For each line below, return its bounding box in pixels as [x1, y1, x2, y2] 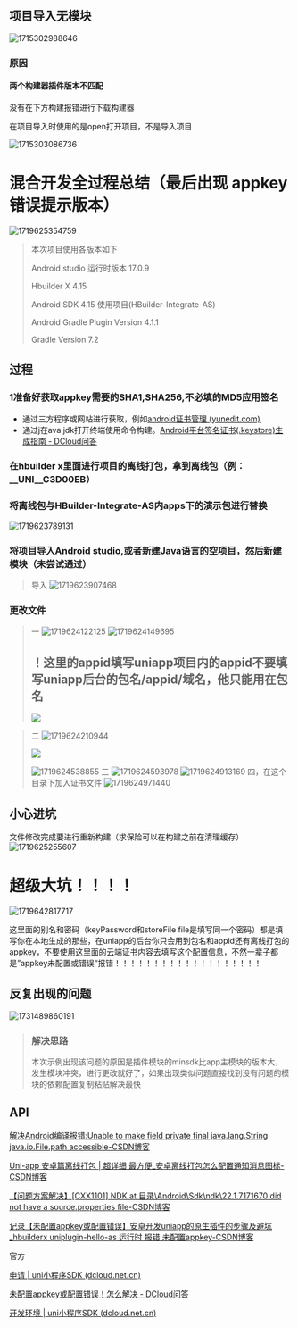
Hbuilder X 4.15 [30, 280, 87, 291]
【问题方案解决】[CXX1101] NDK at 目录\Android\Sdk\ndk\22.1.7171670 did [9, 1190, 282, 1201]
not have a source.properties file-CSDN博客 [9, 1201, 171, 1212]
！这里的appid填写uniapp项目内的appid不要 [30, 655, 277, 670]
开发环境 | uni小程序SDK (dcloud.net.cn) [9, 1307, 157, 1318]
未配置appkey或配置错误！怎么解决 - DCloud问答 [9, 1289, 189, 1299]
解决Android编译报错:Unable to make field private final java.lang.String [9, 1130, 269, 1140]
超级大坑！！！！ [9, 876, 136, 896]
